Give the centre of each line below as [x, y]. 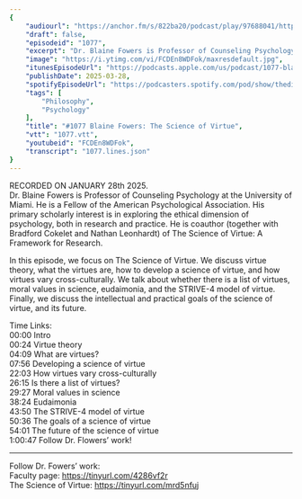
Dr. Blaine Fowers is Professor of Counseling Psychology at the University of [151, 195]
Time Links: [31, 325]
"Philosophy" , [68, 101]
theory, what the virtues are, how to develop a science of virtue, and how [145, 270]
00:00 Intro [30, 334]
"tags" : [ [44, 93]
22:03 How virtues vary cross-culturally [83, 373]
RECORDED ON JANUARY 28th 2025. [79, 185]
